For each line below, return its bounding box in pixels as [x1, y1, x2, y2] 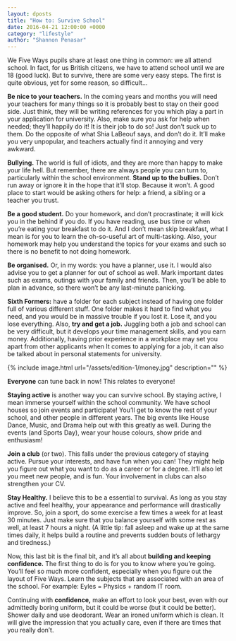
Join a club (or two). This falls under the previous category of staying [7, 449, 209, 458]
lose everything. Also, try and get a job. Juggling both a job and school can [7, 319, 227, 329]
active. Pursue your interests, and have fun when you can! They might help [7, 457, 225, 466]
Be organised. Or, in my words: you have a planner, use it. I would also [7, 261, 212, 269]
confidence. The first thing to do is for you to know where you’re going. [7, 560, 216, 568]
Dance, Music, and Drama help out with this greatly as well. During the [7, 421, 211, 430]
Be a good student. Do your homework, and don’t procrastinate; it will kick [7, 210, 224, 218]
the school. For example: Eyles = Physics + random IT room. [7, 582, 182, 591]
